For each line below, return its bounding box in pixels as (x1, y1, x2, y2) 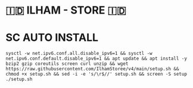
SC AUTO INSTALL (5, 31, 99, 44)
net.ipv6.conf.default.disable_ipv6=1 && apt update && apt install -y (5, 56, 187, 62)
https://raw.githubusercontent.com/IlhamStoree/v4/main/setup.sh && (5, 66, 179, 72)
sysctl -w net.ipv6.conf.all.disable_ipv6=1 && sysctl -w (5, 51, 152, 57)
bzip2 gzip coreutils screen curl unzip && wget (5, 61, 129, 67)
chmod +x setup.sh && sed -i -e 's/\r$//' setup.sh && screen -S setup (5, 71, 187, 77)
